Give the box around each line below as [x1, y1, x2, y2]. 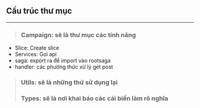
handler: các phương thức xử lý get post [14, 63, 113, 70]
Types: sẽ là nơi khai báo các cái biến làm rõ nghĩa [20, 94, 168, 102]
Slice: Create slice [14, 44, 60, 51]
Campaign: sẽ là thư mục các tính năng [20, 30, 136, 39]
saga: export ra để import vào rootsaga [14, 57, 111, 64]
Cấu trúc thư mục [6, 6, 73, 16]
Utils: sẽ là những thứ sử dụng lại [20, 78, 118, 87]
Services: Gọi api [14, 51, 57, 58]
